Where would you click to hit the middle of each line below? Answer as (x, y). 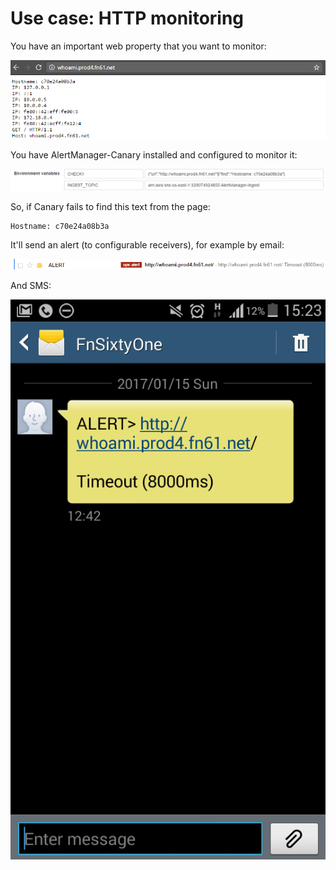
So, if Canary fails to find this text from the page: (110, 206)
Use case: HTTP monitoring (127, 18)
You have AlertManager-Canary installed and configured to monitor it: (154, 154)
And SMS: (31, 285)
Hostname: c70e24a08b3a (60, 226)
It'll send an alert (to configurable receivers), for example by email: (147, 244)
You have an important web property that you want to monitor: (138, 46)
